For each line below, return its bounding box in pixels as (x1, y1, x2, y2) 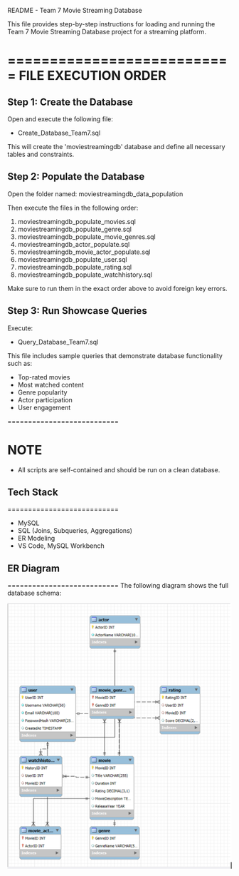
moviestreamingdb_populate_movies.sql (17, 217, 137, 225)
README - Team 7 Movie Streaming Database (7, 6, 142, 14)
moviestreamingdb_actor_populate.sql (17, 240, 130, 248)
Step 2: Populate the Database (7, 170, 145, 183)
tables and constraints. (7, 150, 75, 158)
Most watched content (17, 380, 84, 389)
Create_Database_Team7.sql (17, 128, 101, 137)
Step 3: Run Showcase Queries (7, 305, 147, 317)
